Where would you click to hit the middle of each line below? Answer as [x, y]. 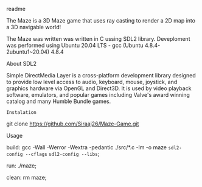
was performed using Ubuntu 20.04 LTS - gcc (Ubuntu [75, 45]
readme [16, 9]
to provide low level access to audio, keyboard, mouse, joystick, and [92, 82]
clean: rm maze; [26, 177]
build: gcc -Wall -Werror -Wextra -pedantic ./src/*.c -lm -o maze [87, 147]
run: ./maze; [21, 166]
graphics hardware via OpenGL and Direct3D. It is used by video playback [99, 88]
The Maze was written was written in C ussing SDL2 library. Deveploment [98, 39]
